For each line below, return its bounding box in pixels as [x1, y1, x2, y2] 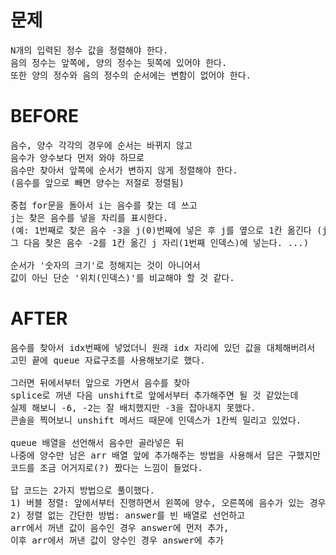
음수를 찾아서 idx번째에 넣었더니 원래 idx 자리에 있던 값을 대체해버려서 [10, 342, 316, 353]
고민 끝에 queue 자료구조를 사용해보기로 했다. [10, 354, 206, 366]
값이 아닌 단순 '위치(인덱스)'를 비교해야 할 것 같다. [10, 272, 235, 283]
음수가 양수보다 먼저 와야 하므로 [10, 152, 145, 163]
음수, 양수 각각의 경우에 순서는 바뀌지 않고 [10, 139, 193, 151]
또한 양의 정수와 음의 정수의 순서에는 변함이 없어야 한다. [10, 69, 252, 81]
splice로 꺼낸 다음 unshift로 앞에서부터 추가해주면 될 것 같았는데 [10, 389, 299, 401]
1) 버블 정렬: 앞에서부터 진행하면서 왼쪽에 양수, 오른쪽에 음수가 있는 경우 [10, 497, 327, 508]
